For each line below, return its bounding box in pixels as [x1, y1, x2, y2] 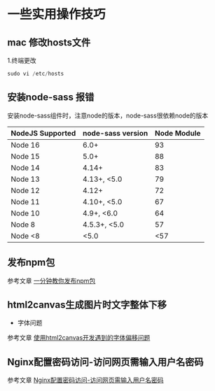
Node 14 [11, 162, 40, 172]
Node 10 [11, 208, 40, 218]
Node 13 [11, 174, 40, 184]
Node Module [154, 128, 201, 138]
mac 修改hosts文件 [7, 36, 91, 48]
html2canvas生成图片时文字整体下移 [7, 299, 167, 311]
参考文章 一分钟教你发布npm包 [7, 276, 96, 285]
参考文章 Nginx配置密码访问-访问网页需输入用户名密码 [7, 376, 164, 385]
